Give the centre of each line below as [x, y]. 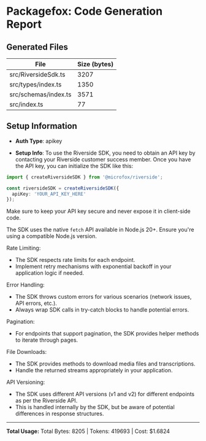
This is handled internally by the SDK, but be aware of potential [95, 407]
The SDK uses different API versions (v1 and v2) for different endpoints [105, 394]
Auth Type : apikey [39, 141]
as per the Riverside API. [46, 401]
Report [24, 24]
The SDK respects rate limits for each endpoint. [75, 260]
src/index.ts [26, 104]
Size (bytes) [96, 64]
